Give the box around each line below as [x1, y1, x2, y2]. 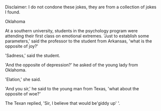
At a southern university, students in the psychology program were [5, 28, 138, 33]
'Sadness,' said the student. [5, 53, 60, 58]
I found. [5, 9, 21, 15]
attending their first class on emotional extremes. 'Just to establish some [5, 33, 149, 39]
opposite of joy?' [5, 43, 39, 49]
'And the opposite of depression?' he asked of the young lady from [5, 62, 138, 68]
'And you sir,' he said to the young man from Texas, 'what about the [5, 86, 139, 91]
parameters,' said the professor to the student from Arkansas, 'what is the [5, 38, 152, 44]
